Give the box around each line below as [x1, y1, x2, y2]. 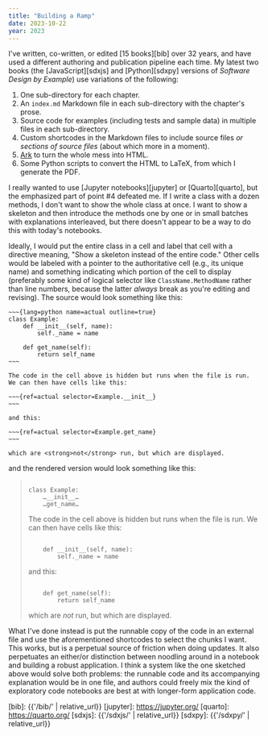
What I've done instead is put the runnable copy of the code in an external [8, 626, 254, 636]
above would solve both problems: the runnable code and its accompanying [8, 669, 260, 679]
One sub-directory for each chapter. [19, 90, 141, 100]
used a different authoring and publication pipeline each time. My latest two [8, 57, 259, 67]
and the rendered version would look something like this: [8, 464, 196, 473]
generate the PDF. [19, 167, 80, 177]
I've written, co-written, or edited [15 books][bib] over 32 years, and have [8, 49, 252, 59]
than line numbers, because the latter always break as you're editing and [8, 284, 250, 294]
